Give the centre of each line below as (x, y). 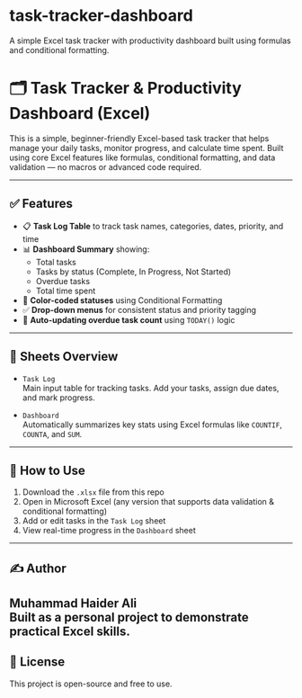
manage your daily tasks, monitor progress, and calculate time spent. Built (147, 148)
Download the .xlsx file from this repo (93, 492)
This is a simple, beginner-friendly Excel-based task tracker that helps (139, 138)
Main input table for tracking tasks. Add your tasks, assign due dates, (151, 388)
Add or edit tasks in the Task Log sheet (94, 521)
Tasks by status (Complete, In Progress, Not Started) (133, 272)
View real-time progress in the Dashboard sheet (109, 531)
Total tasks (56, 262)
